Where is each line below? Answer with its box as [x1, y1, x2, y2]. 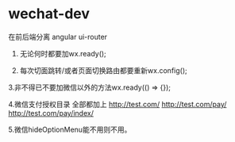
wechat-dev [8, 5, 90, 23]
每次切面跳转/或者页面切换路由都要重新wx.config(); [19, 65, 188, 75]
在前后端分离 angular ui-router [8, 32, 108, 41]
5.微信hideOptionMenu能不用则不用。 [8, 125, 132, 134]
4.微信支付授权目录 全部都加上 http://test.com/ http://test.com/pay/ [8, 99, 227, 109]
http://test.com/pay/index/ [8, 108, 94, 117]
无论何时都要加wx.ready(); [19, 48, 107, 58]
